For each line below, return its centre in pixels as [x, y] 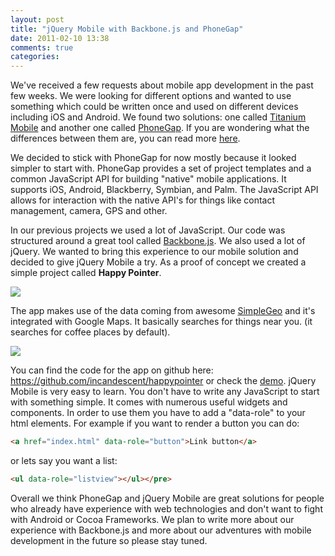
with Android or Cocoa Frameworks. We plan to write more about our [152, 519]
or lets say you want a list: [64, 460]
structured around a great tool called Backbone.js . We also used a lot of [158, 241]
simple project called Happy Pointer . [86, 273]
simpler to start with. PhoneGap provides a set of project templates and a [161, 168]
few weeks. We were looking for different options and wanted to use [151, 96]
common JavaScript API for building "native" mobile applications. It [148, 179]
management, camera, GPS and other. [89, 211]
